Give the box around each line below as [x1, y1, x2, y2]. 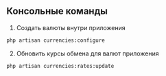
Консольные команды [6, 5, 108, 17]
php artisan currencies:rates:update [6, 62, 115, 69]
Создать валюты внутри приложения [16, 23, 126, 31]
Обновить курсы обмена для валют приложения [16, 49, 159, 58]
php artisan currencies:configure [6, 37, 106, 44]
